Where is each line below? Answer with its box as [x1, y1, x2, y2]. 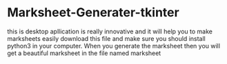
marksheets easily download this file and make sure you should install [7, 34, 206, 42]
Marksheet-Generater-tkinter [7, 5, 179, 20]
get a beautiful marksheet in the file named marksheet [7, 49, 161, 57]
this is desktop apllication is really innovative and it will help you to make [7, 27, 213, 35]
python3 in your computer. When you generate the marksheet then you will [7, 42, 221, 50]
